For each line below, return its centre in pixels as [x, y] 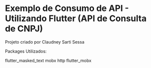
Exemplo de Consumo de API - [67, 8]
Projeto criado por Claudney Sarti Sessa [45, 42]
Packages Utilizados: [26, 51]
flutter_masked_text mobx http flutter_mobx [48, 60]
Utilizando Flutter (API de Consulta [76, 18]
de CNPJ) [24, 29]
